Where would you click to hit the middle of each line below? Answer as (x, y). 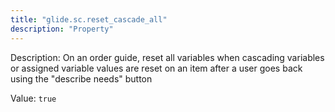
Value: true (33, 98)
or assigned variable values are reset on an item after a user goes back (156, 68)
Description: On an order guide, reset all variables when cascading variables (167, 57)
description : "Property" (62, 29)
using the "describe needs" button (81, 78)
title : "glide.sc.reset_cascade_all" (89, 19)
